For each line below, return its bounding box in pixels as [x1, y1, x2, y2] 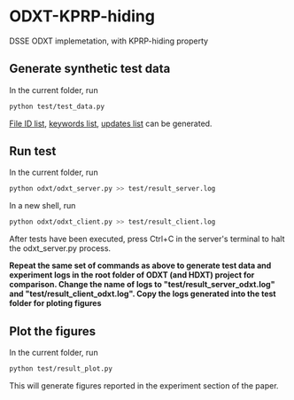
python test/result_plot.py [9, 365, 113, 373]
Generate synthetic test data [9, 61, 171, 76]
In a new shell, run [9, 200, 76, 211]
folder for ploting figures [9, 298, 102, 309]
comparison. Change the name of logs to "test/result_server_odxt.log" [9, 279, 275, 290]
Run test [9, 144, 57, 159]
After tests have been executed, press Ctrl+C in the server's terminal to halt [9, 233, 285, 245]
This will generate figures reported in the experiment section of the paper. [9, 380, 279, 391]
